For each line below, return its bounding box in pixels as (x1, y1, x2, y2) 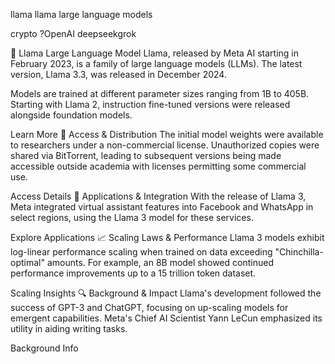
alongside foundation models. (10, 109, 133, 121)
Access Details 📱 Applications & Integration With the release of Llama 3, (10, 190, 307, 202)
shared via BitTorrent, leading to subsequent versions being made (10, 150, 282, 161)
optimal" (10, 257, 45, 268)
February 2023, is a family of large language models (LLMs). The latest (10, 58, 303, 69)
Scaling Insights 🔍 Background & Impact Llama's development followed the (10, 287, 322, 299)
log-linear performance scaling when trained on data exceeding (10, 246, 273, 258)
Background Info (10, 342, 79, 354)
